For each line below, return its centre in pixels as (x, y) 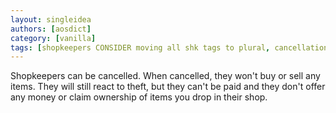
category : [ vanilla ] (53, 38)
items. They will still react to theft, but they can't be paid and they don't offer (168, 87)
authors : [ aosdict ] (51, 29)
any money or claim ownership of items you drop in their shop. (139, 97)
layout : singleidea (51, 19)
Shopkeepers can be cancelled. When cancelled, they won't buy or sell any (165, 76)
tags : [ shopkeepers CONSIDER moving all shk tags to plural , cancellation (169, 47)
